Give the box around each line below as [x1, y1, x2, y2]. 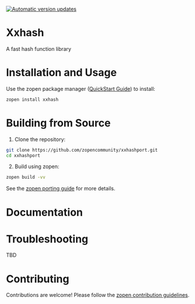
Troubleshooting [6, 232, 89, 245]
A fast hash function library [6, 45, 72, 52]
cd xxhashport [6, 152, 41, 158]
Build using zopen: [14, 163, 60, 170]
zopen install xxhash [6, 97, 59, 103]
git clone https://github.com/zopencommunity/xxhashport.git [6, 147, 158, 153]
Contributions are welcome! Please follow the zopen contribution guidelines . [6, 292, 190, 299]
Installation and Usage [6, 66, 117, 79]
